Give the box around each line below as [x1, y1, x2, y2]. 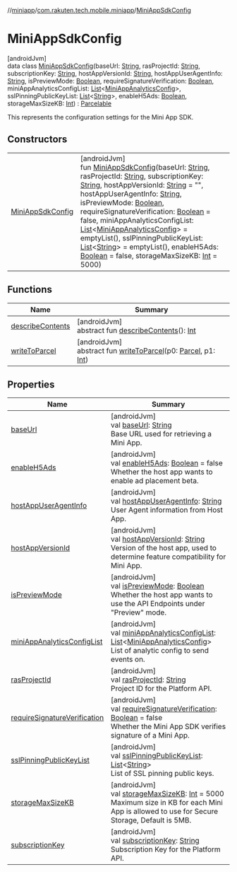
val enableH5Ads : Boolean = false [110, 458, 224, 468]
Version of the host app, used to [110, 543, 217, 553]
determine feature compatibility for [110, 552, 226, 562]
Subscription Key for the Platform [110, 844, 221, 854]
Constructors [7, 134, 68, 146]
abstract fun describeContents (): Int [77, 325, 196, 335]
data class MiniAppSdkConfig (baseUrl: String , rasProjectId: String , [7, 62, 200, 70]
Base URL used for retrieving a [110, 429, 212, 439]
